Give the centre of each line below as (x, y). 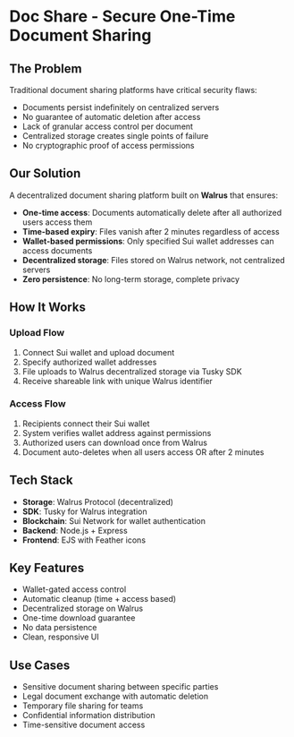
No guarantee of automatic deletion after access (111, 117)
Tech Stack (41, 480)
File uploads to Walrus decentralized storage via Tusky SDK (132, 371)
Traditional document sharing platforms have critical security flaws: (133, 90)
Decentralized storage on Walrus (83, 608)
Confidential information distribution (88, 716)
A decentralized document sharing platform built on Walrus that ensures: (144, 195)
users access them (57, 222)
